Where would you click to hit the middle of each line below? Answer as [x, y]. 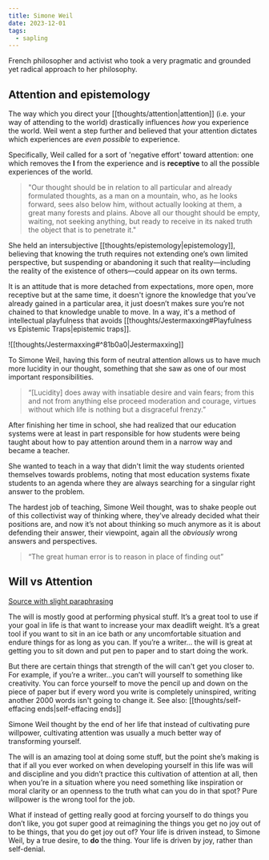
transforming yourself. [45, 741]
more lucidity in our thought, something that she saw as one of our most [127, 368]
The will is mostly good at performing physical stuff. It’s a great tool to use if [133, 617]
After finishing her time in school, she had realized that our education [122, 425]
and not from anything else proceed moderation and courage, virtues [142, 401]
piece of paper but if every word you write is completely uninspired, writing [132, 691]
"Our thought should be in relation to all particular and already [130, 187]
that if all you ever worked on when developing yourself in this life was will [131, 765]
